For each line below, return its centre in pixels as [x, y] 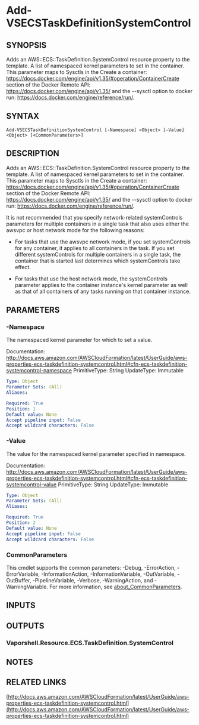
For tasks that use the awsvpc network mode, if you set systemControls [103, 242]
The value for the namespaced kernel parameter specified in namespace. [96, 453]
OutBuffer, [19, 580]
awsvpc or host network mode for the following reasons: [75, 230]
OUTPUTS [25, 626]
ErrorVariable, [23, 574]
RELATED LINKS [36, 682]
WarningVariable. [27, 587]
